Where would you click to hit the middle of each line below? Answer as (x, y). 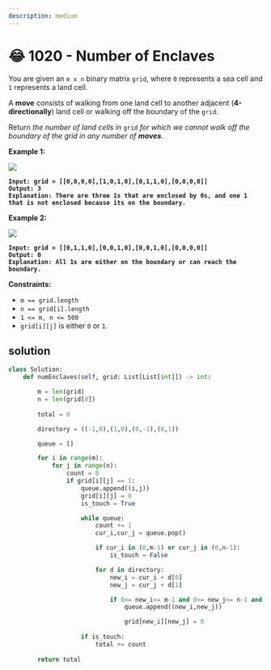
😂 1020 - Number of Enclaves (112, 55)
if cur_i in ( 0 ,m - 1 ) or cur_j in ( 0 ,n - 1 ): (168, 548)
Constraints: (30, 284)
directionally (30, 111)
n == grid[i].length (55, 309)
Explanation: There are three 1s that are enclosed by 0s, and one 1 (128, 195)
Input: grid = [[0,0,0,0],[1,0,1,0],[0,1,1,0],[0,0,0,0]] (108, 181)
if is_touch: (103, 637)
